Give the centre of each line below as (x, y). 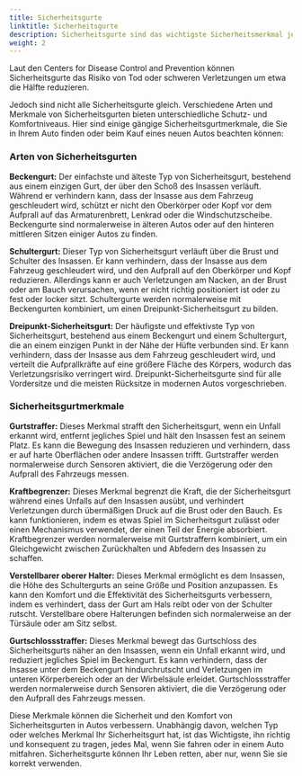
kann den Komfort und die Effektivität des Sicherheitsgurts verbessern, (141, 594)
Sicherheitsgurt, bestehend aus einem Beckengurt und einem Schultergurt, (148, 335)
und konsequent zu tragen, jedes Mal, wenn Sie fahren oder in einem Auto (147, 744)
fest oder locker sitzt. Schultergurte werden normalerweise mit (125, 299)
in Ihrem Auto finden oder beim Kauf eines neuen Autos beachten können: (147, 134)
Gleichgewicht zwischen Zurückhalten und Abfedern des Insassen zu (138, 549)
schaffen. (27, 557)
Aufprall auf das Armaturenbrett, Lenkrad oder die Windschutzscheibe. (141, 214)
